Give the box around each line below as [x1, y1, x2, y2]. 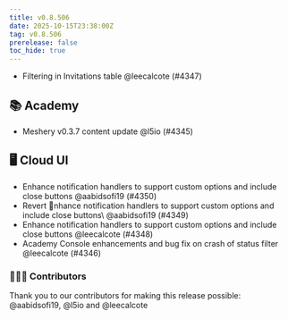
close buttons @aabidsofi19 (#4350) [21, 190, 157, 201]
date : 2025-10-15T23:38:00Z [9, 21, 114, 30]
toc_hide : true [9, 46, 66, 55]
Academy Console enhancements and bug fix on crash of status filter [21, 238, 279, 248]
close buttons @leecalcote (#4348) [21, 229, 154, 239]
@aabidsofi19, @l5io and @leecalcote [9, 300, 148, 311]
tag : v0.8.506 [9, 29, 63, 38]
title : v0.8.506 [9, 13, 70, 22]
